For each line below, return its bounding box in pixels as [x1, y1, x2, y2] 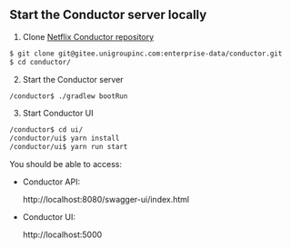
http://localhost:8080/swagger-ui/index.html [22, 194, 189, 205]
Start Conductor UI [22, 108, 94, 119]
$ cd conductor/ [9, 57, 71, 66]
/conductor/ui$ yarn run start [9, 143, 128, 152]
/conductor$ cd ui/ [9, 125, 84, 134]
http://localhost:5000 [22, 229, 103, 240]
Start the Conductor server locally [9, 7, 207, 23]
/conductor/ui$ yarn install [9, 134, 120, 144]
